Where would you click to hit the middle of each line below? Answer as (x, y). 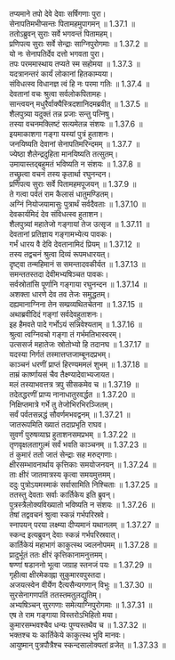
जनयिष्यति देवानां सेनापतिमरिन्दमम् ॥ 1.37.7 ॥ (75, 144)
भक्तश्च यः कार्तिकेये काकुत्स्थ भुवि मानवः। (68, 635)
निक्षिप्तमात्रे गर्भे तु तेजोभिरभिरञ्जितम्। (61, 404)
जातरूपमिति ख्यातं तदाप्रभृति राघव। (58, 424)
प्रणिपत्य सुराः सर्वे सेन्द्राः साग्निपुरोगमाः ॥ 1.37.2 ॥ (79, 44)
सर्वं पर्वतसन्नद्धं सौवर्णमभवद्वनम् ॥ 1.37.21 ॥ (70, 415)
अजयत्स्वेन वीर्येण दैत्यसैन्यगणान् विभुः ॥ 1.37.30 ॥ (81, 585)
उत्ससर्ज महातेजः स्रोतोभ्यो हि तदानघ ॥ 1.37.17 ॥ (79, 344)
